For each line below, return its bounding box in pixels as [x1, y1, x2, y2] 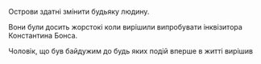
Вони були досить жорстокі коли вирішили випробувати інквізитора [8, 22, 243, 31]
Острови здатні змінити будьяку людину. [8, 7, 150, 16]
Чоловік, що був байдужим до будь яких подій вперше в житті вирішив [8, 46, 254, 55]
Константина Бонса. [8, 31, 78, 40]
